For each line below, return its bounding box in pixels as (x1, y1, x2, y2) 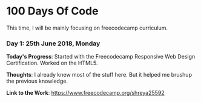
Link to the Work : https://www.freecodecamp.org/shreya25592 (6, 89, 165, 97)
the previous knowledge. (6, 77, 68, 85)
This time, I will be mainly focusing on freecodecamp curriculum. (6, 24, 168, 31)
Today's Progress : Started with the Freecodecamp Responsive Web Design (6, 53, 196, 60)
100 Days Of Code (6, 4, 99, 18)
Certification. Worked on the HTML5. (6, 59, 98, 67)
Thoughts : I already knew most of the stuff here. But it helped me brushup (6, 71, 193, 78)
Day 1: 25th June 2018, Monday (6, 39, 100, 48)
